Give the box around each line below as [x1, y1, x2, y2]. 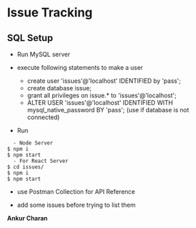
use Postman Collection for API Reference [16, 188, 135, 196]
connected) [27, 113, 60, 121]
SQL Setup [7, 32, 53, 44]
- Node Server [13, 140, 53, 147]
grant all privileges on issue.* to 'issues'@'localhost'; [27, 91, 177, 99]
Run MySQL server [16, 50, 70, 58]
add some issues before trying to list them [16, 201, 136, 209]
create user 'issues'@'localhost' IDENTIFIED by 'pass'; [27, 77, 181, 85]
